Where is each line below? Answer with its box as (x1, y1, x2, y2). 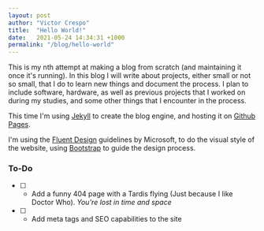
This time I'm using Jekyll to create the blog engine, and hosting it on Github (8, 111, 256, 121)
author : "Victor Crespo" (8, 19, 90, 27)
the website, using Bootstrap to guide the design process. (8, 143, 196, 153)
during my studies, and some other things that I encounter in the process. (8, 96, 247, 106)
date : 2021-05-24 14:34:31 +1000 (8, 33, 125, 42)
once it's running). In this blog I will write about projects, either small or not (8, 71, 251, 80)
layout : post (8, 11, 51, 20)
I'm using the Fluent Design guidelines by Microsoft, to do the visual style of (8, 135, 255, 144)
